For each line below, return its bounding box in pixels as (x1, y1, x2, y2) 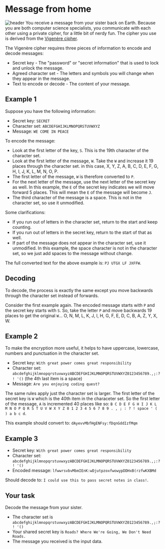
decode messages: (5, 50, 44, 56)
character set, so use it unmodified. (12, 200, 85, 206)
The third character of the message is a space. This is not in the (12, 194, 142, 200)
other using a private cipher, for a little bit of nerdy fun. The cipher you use (5, 30, 157, 36)
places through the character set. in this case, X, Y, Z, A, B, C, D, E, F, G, (12, 163, 159, 169)
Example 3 (5, 434, 38, 442)
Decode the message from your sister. (5, 505, 83, 510)
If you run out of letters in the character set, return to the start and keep (12, 219, 158, 225)
